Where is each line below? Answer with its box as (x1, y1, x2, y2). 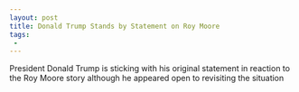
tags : (9, 30, 30, 39)
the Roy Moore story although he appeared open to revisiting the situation (9, 73, 285, 84)
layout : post (9, 13, 59, 23)
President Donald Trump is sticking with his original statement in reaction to (9, 63, 291, 74)
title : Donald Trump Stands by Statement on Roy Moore (9, 22, 220, 31)
